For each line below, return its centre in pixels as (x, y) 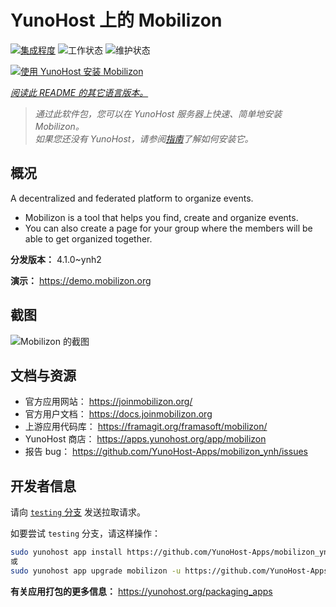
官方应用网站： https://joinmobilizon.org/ (108, 402)
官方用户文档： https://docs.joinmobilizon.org (118, 414)
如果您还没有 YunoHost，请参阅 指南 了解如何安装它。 (144, 138)
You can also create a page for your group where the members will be (168, 228)
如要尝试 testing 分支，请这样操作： (85, 533)
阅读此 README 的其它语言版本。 (79, 92)
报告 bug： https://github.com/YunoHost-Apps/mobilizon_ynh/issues (166, 452)
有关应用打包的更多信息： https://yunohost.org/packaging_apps (141, 591)
